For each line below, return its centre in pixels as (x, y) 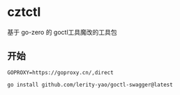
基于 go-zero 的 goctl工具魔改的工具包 (62, 32)
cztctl (24, 12)
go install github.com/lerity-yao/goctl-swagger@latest (90, 85)
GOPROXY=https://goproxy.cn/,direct (60, 72)
